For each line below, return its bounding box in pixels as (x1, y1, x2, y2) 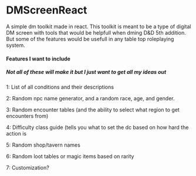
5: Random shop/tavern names (6, 141, 80, 148)
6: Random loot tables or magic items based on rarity (6, 153, 134, 160)
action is (6, 130, 27, 137)
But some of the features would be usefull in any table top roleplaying (6, 35, 174, 42)
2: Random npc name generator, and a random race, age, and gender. (6, 94, 175, 101)
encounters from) (6, 112, 49, 119)
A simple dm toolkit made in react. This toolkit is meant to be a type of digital (6, 23, 192, 30)
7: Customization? (6, 164, 50, 171)
